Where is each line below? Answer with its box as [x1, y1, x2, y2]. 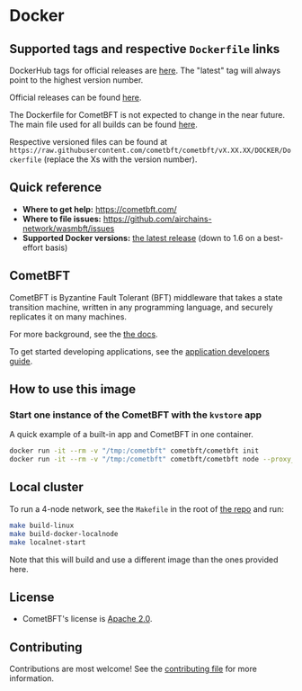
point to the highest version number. [9, 75, 144, 85]
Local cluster [9, 480, 84, 495]
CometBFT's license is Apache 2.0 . [22, 614, 153, 624]
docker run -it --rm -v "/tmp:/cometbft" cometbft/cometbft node [9, 455, 259, 464]
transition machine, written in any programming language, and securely [9, 301, 273, 312]
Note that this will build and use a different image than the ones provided [9, 554, 279, 565]
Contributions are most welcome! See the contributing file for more [9, 663, 258, 675]
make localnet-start [9, 537, 87, 547]
